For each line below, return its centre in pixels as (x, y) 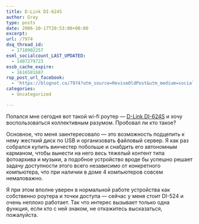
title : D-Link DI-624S (34, 12)
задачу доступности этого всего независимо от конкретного (84, 165)
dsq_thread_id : (25, 45)
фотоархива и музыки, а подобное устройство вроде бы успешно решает (99, 159)
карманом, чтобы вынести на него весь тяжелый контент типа (85, 153)
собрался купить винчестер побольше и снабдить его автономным (92, 146)
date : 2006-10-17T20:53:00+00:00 (47, 28)
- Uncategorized (31, 94)
